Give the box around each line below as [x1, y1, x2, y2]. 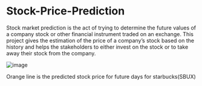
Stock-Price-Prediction [6, 4, 125, 18]
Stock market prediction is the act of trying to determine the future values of [6, 24, 197, 31]
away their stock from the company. [6, 49, 96, 57]
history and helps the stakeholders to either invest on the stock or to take [6, 43, 189, 51]
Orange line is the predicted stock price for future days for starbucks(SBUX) [6, 73, 197, 80]
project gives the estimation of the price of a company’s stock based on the [6, 37, 195, 44]
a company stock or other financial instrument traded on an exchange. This [6, 30, 194, 37]
